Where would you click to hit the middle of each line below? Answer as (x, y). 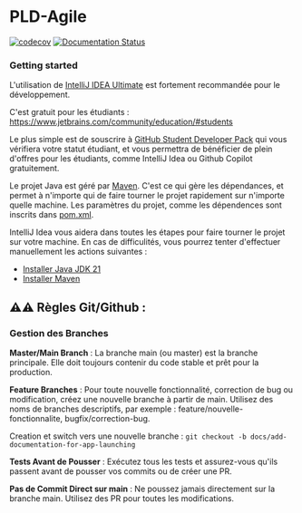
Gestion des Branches (59, 333)
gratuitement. (34, 169)
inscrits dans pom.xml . (52, 215)
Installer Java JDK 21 (62, 269)
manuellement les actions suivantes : (78, 252)
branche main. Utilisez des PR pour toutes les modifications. (122, 498)
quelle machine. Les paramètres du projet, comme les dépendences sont (146, 205)
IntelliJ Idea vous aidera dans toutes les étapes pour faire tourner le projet (147, 232)
